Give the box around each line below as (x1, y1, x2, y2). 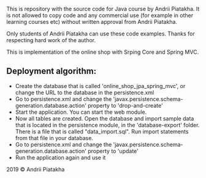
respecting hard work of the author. (6, 37, 96, 43)
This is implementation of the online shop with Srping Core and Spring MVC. (6, 48, 199, 56)
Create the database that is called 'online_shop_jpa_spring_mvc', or (15, 82, 186, 89)
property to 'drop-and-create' (88, 102, 164, 109)
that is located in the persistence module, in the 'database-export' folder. (15, 121, 200, 128)
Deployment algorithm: (6, 66, 97, 76)
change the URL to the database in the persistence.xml (15, 89, 154, 96)
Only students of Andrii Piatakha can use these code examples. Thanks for (6, 30, 195, 37)
